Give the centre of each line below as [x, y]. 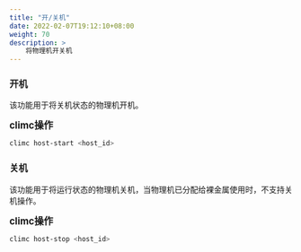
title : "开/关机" [40, 17]
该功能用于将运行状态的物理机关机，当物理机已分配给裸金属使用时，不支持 [147, 189]
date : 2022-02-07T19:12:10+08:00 [72, 26]
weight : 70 [30, 34]
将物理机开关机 [49, 51]
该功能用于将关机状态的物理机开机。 [76, 105]
